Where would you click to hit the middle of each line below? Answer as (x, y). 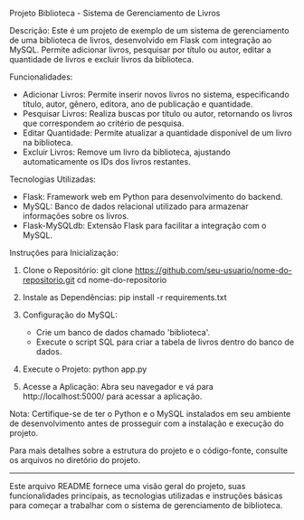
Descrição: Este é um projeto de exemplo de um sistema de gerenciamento (149, 30)
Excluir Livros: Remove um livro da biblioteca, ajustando (126, 152)
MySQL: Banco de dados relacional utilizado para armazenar (135, 206)
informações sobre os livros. (76, 216)
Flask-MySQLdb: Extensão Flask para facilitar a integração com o (144, 226)
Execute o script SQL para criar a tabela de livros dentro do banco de (165, 342)
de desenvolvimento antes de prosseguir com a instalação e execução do (147, 423)
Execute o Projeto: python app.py (85, 369)
